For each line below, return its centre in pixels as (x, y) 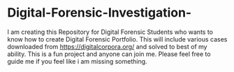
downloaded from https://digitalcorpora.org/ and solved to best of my (107, 46)
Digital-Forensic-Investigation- (100, 13)
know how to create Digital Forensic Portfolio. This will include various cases (117, 39)
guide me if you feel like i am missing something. (78, 61)
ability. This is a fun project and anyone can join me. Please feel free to (109, 54)
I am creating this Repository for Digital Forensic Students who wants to (110, 32)
